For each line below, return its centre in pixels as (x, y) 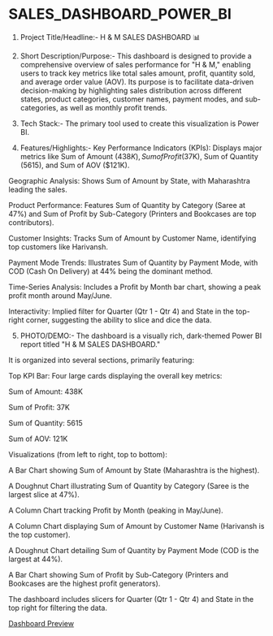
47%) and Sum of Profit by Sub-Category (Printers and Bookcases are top (132, 214)
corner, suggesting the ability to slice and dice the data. (119, 320)
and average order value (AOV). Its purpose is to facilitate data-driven (137, 81)
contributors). (31, 222)
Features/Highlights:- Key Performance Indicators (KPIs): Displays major (141, 148)
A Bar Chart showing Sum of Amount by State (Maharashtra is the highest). (134, 470)
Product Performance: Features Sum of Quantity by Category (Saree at (127, 205)
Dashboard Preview (41, 623)
